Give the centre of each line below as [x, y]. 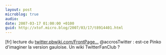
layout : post [19, 10]
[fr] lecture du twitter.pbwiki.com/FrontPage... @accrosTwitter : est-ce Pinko [83, 42]
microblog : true [22, 14]
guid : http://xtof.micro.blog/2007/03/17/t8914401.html [64, 28]
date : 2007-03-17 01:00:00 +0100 [40, 23]
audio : [12, 19]
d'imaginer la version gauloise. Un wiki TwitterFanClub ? [63, 47]
